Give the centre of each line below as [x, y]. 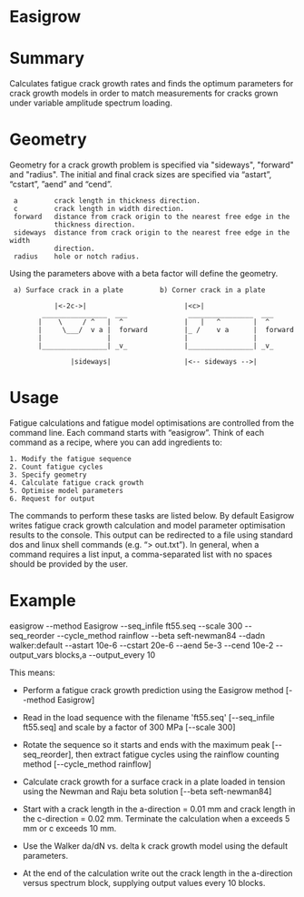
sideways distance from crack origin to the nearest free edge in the [152, 233]
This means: [33, 672]
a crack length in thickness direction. [107, 201]
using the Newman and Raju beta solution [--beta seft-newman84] [147, 791]
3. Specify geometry [49, 475]
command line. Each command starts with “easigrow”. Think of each [137, 433]
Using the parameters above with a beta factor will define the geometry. [144, 274]
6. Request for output [52, 499]
